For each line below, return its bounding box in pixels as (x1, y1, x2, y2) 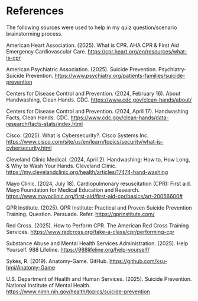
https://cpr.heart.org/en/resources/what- (87, 47, 187, 55)
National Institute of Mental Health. (6, 281, 91, 289)
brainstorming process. (6, 30, 63, 37)
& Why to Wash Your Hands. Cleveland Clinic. (6, 162, 117, 169)
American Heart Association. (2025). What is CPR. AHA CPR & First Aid (6, 42, 179, 49)
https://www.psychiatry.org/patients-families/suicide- (54, 72, 186, 79)
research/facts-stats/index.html (6, 120, 83, 127)
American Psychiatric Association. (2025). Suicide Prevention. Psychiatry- (6, 65, 187, 72)
